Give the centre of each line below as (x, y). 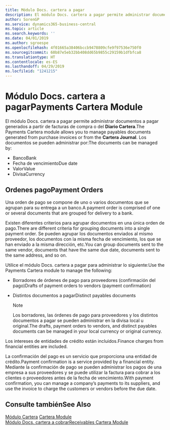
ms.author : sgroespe (27, 43)
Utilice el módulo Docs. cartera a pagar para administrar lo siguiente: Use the (85, 265)
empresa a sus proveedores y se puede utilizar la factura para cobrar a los (83, 372)
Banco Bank (25, 158)
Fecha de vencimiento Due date (45, 163)
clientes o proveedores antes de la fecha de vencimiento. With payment (79, 378)
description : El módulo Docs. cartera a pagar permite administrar (78, 15)
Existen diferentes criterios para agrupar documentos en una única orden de (85, 223)
